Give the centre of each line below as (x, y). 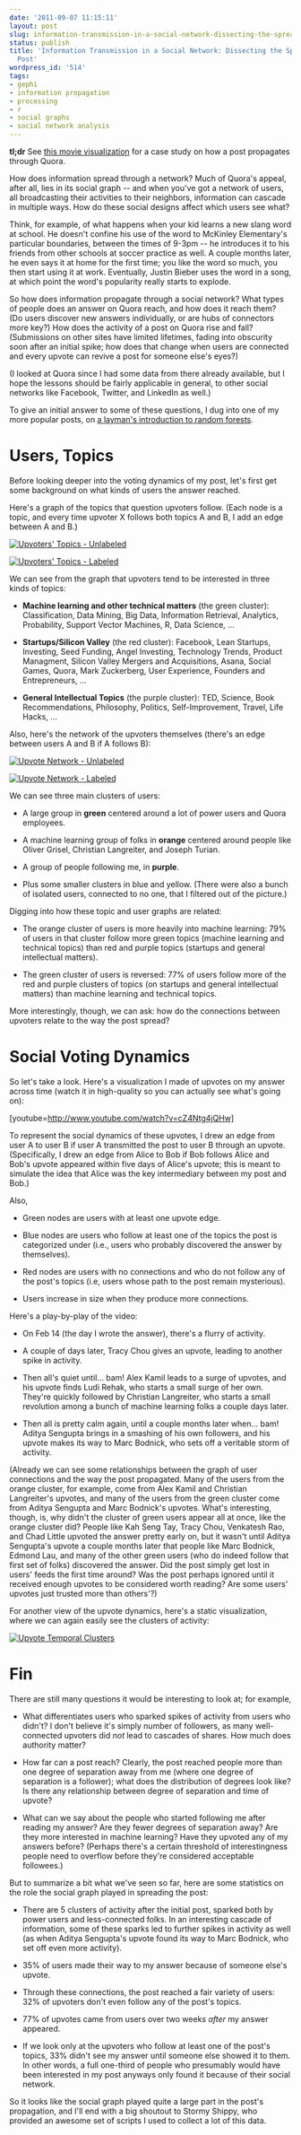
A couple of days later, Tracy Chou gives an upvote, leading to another (152, 1350)
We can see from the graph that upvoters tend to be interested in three (140, 579)
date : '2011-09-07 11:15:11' (64, 17)
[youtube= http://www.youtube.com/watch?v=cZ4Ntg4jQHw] (122, 1118)
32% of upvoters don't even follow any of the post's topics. (132, 2001)
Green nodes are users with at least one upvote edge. (121, 1217)
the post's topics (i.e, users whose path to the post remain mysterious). (154, 1281)
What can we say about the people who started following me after (144, 1817)
